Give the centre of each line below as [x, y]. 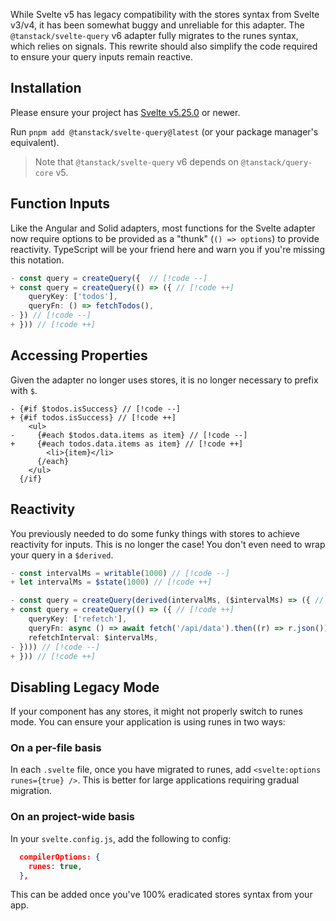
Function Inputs [60, 204]
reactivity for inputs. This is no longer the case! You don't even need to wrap [168, 544]
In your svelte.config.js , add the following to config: [121, 838]
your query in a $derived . [62, 555]
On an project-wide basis [73, 817]
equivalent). [35, 142]
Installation [46, 88]
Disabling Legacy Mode [85, 687]
